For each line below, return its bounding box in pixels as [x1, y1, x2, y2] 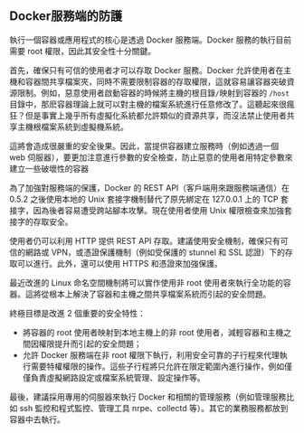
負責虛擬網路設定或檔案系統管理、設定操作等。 [30, 372, 205, 382]
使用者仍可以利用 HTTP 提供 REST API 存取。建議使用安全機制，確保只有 [9, 235, 280, 246]
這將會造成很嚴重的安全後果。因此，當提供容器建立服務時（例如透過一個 [9, 140, 279, 151]
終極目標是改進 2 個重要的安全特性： [9, 307, 147, 318]
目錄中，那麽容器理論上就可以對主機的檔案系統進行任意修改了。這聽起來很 [9, 99, 287, 109]
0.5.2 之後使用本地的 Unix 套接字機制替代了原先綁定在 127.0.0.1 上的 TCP [9, 193, 279, 204]
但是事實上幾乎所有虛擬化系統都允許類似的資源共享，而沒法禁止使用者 [24, 109, 287, 120]
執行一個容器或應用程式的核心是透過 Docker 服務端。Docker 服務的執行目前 [9, 34, 292, 45]
